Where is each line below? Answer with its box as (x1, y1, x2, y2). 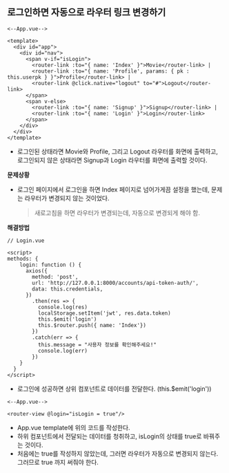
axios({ (25, 267, 48, 275)
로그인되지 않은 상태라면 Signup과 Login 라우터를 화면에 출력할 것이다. (17, 156, 208, 164)
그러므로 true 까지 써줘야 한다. (17, 458, 99, 466)
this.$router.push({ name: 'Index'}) (37, 322, 147, 328)
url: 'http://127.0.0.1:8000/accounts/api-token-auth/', (32, 279, 199, 286)
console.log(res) (37, 304, 88, 310)
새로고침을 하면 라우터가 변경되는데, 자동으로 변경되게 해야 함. (34, 208, 200, 216)
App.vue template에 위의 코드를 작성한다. (17, 423, 130, 432)
